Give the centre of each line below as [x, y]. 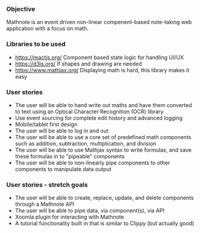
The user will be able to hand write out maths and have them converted [103, 105]
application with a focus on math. [48, 28]
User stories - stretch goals [47, 184]
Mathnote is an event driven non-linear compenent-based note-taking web [99, 22]
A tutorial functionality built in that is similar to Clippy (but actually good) [105, 223]
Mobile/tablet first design [46, 124]
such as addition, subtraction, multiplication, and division [86, 143]
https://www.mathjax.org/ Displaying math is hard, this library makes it [102, 70]
